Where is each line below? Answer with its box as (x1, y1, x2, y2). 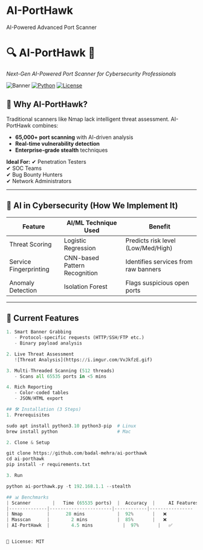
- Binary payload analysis (14, 340, 83, 346)
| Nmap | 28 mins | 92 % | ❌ (6, 511, 167, 517)
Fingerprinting (9, 265, 50, 273)
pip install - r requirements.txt (6, 462, 91, 468)
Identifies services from (125, 257, 193, 266)
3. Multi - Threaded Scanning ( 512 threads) (6, 367, 115, 374)
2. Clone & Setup (6, 439, 50, 445)
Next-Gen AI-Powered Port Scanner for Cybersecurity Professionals (6, 70, 176, 77)
